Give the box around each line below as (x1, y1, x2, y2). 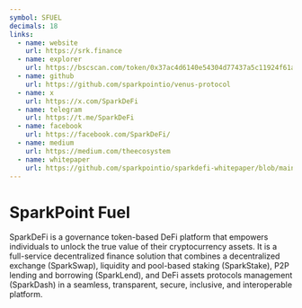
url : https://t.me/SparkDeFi (25, 113, 135, 122)
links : (9, 30, 34, 39)
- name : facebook (17, 122, 83, 131)
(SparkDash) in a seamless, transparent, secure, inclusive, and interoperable (9, 279, 293, 290)
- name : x (17, 88, 54, 97)
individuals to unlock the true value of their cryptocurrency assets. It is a (9, 242, 277, 252)
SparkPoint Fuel (9, 202, 130, 223)
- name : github (17, 72, 75, 81)
